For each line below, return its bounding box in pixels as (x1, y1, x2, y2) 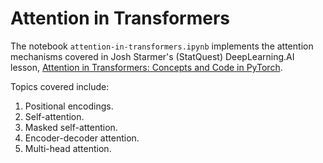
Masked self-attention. (24, 121, 118, 133)
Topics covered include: (10, 80, 110, 92)
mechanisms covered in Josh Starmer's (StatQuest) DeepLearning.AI (10, 50, 295, 62)
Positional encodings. (24, 100, 114, 112)
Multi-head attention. (24, 142, 112, 154)
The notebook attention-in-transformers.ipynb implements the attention (10, 40, 314, 52)
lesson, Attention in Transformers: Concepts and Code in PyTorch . (10, 61, 283, 73)
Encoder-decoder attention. (24, 132, 140, 144)
